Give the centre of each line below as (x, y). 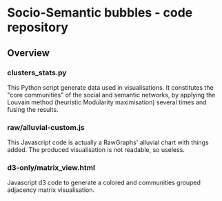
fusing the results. (33, 109)
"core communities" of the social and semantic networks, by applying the (111, 95)
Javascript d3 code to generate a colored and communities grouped (104, 183)
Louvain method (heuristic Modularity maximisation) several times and (107, 102)
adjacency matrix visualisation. (51, 190)
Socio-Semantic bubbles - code (100, 13)
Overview (29, 53)
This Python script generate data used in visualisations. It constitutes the (110, 87)
